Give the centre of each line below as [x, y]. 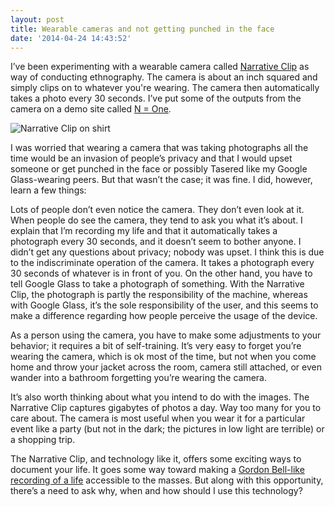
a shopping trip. [43, 440]
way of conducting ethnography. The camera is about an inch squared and [164, 77]
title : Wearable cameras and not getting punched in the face [142, 29]
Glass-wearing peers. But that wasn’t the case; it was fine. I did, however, [161, 180]
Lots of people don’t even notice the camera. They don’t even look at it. [157, 210]
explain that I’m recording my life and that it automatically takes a [144, 231]
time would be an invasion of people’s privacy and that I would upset [151, 158]
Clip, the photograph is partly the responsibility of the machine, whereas [159, 295]
